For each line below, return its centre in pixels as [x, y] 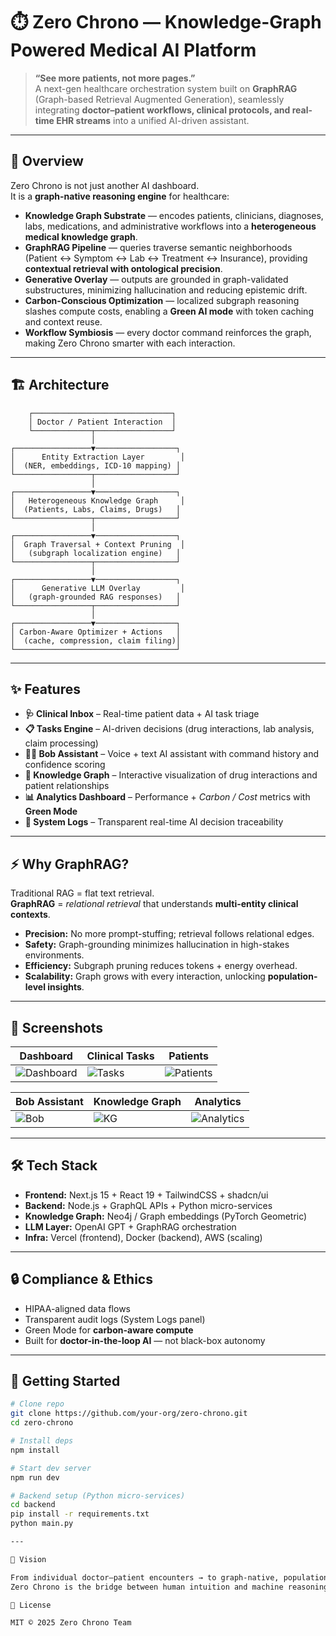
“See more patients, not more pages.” [115, 78]
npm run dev [35, 1477]
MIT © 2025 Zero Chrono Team [71, 1623]
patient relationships [67, 786]
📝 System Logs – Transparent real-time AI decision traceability [154, 822]
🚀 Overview [47, 161]
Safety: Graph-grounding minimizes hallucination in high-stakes [157, 945]
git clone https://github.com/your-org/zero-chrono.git [129, 1414]
